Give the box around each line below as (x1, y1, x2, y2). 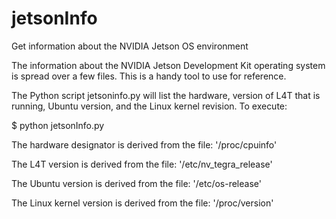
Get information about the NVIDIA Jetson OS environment (11, 40, 249, 52)
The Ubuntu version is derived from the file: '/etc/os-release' (11, 177, 262, 189)
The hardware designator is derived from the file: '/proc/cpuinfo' (11, 138, 278, 151)
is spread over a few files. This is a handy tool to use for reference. (11, 70, 287, 82)
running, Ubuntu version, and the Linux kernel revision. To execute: (11, 100, 288, 112)
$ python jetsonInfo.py (11, 119, 105, 131)
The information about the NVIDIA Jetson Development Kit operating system (11, 59, 326, 71)
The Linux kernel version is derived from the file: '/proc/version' (11, 197, 274, 209)
